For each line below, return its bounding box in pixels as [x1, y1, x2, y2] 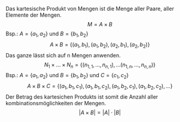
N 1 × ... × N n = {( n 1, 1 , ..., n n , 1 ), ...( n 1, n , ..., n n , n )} [44, 61, 156, 69]
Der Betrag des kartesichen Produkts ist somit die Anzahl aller [5, 93, 158, 100]
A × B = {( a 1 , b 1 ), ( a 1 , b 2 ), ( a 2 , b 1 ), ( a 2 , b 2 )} [50, 41, 150, 50]
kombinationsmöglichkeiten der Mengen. [5, 99, 106, 106]
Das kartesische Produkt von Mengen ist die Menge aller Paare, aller [5, 5, 175, 12]
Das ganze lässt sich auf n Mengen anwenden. [5, 51, 121, 59]
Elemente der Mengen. [5, 11, 62, 19]
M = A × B [87, 21, 113, 28]
